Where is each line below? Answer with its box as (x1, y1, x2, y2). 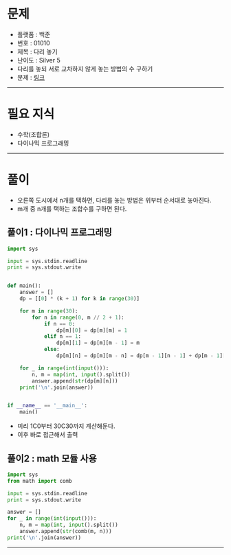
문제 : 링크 (16, 73, 45, 81)
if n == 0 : (43, 320, 76, 327)
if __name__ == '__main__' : (7, 403, 88, 409)
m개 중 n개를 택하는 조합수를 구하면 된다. (16, 204, 127, 213)
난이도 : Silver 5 (16, 56, 60, 64)
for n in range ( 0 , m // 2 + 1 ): (32, 314, 125, 321)
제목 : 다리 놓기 (16, 47, 58, 56)
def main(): (7, 282, 41, 289)
